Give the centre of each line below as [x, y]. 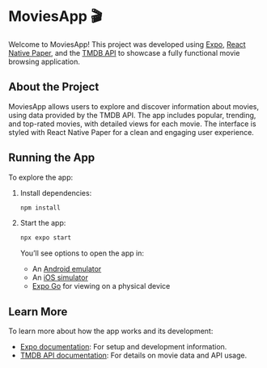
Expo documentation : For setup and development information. [123, 347]
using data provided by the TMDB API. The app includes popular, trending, [132, 115]
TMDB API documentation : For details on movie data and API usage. [133, 355]
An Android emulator [67, 269]
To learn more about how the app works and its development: [111, 331]
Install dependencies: [56, 192]
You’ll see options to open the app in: [82, 253]
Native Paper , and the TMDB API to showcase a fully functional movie [124, 53]
